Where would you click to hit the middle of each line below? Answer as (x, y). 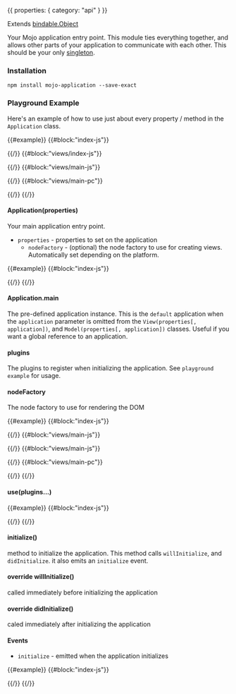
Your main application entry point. (56, 226)
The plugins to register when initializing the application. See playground (111, 368)
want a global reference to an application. (68, 336)
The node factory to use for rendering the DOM (76, 408)
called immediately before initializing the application (83, 592)
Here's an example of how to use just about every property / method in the (116, 118)
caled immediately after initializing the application (79, 624)
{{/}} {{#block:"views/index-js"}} (55, 153)
